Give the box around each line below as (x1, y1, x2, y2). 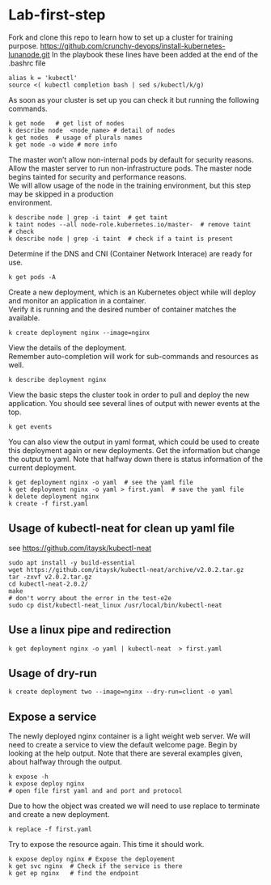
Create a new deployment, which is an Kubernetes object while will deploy (8, 287, 256, 297)
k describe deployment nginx (8, 375, 107, 383)
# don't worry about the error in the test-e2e (8, 594, 172, 602)
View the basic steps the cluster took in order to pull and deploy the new (8, 390, 250, 400)
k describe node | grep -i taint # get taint (8, 213, 168, 222)
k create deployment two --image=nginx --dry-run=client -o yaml (8, 688, 233, 697)
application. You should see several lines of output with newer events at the (8, 398, 260, 408)
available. (8, 313, 40, 323)
